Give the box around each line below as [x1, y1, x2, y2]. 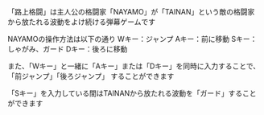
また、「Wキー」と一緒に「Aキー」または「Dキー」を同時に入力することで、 [7, 61, 261, 71]
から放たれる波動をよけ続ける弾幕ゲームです [7, 17, 156, 27]
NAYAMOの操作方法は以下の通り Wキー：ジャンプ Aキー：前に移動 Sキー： [7, 35, 258, 43]
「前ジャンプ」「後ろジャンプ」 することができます [7, 72, 175, 80]
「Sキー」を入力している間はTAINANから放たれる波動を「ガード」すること [7, 88, 257, 98]
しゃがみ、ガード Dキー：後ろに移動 [7, 44, 128, 54]
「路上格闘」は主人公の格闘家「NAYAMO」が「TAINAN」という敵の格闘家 [7, 7, 255, 16]
